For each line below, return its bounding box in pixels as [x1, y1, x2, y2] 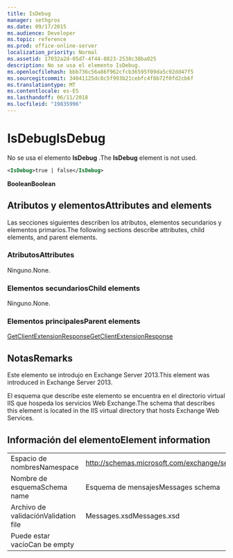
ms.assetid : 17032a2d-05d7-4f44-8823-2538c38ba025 [7, 56, 157, 63]
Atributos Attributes [7, 250, 75, 260]
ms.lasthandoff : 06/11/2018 [7, 95, 89, 101]
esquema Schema [10, 482, 68, 492]
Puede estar [10, 531, 51, 541]
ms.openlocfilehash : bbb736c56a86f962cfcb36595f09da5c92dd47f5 [7, 68, 194, 75]
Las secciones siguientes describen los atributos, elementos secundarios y [7, 218, 222, 227]
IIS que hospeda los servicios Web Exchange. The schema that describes [7, 399, 215, 407]
